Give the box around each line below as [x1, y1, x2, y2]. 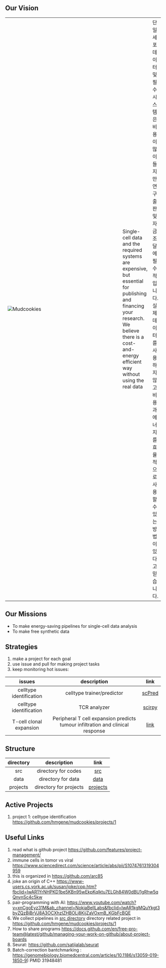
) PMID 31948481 [27, 957, 62, 963]
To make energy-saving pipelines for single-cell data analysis [12, 623, 137, 629]
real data [123, 383, 143, 390]
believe [123, 327, 139, 334]
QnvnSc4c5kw [12, 894, 43, 900]
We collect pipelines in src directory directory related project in [12, 915, 141, 921]
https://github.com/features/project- [68, 846, 142, 852]
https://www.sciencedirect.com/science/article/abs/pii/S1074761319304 [12, 862, 160, 868]
